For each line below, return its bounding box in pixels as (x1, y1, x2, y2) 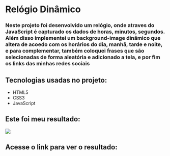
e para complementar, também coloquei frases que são (5, 47, 145, 55)
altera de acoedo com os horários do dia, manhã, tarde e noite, (5, 41, 163, 48)
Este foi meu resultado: (5, 115, 80, 123)
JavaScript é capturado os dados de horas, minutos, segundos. (5, 28, 165, 35)
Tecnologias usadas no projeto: (5, 75, 107, 85)
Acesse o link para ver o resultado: (5, 143, 118, 151)
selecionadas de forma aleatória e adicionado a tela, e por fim (5, 54, 160, 61)
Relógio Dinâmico (5, 4, 81, 15)
